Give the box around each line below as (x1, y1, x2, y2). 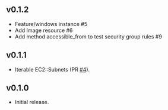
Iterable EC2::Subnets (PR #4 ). (14, 66, 90, 73)
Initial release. (14, 99, 49, 106)
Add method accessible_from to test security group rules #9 (14, 33, 162, 40)
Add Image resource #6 (14, 27, 73, 34)
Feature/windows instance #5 (14, 20, 88, 27)
